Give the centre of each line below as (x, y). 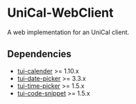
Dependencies (39, 54)
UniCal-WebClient (60, 13)
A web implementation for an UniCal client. (68, 32)
